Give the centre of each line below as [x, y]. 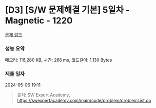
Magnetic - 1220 [39, 21]
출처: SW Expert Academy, [43, 95]
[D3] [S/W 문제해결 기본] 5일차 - [68, 10]
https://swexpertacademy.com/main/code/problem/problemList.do [84, 100]
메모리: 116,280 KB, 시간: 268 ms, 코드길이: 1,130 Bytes [58, 60]
